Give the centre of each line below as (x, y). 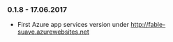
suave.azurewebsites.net (53, 32)
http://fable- (148, 25)
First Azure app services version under (73, 25)
